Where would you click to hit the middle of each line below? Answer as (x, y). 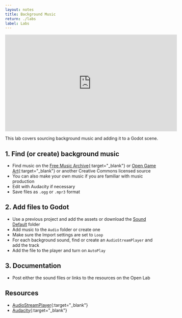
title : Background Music (30, 14)
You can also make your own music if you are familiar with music (78, 176)
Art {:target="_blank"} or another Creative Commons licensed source (81, 171)
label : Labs (17, 23)
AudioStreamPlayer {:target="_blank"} (50, 305)
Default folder (26, 224)
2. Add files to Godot (37, 207)
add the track (26, 245)
